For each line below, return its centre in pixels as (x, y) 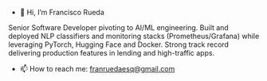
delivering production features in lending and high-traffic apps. (112, 53)
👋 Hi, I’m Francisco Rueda (62, 12)
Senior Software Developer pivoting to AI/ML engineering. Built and (118, 27)
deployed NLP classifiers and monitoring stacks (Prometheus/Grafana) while (134, 36)
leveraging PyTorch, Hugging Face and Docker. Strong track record (119, 44)
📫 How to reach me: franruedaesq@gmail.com (97, 69)
